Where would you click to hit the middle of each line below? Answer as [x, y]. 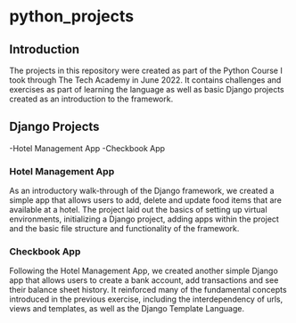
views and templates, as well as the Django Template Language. [127, 309]
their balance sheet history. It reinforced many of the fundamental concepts [148, 290]
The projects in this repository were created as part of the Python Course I [146, 70]
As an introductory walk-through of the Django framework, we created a [142, 191]
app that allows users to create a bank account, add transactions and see [144, 280]
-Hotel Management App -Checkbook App [87, 148]
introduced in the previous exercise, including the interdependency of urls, [146, 299]
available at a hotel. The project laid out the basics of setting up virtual [138, 210]
